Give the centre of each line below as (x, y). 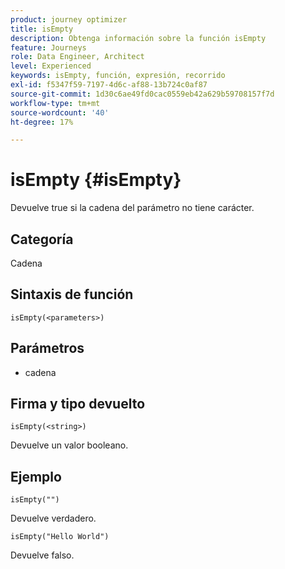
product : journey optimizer (69, 19)
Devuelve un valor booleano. (69, 445)
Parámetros (47, 348)
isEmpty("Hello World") (60, 537)
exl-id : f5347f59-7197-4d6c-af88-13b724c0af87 (109, 85)
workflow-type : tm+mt (55, 103)
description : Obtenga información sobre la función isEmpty (138, 38)
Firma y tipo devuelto (78, 404)
